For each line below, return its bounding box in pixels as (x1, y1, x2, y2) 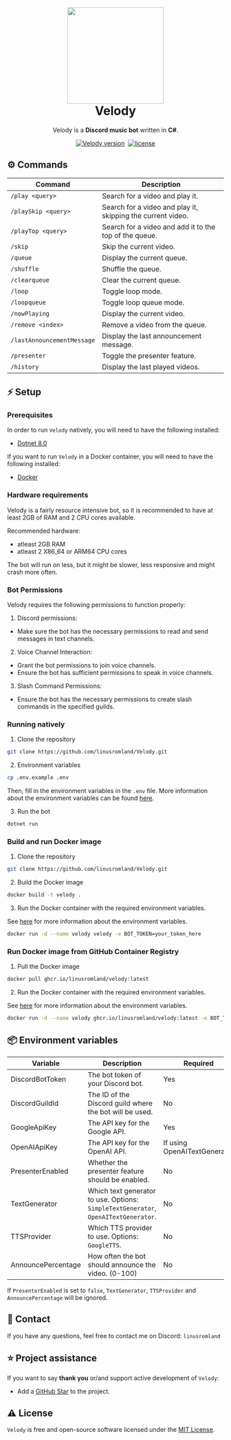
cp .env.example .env (7, 774, 69, 782)
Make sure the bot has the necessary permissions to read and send (16, 628, 208, 636)
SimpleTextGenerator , (87, 1203, 157, 1212)
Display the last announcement (102, 331, 202, 340)
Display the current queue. (102, 253, 188, 263)
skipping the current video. (102, 210, 189, 220)
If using (163, 1138, 188, 1147)
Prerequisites (7, 410, 53, 420)
